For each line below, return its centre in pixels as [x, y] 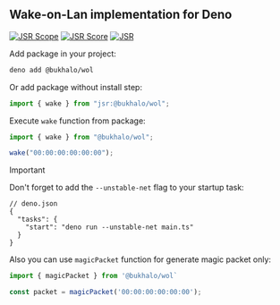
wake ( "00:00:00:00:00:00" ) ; [62, 153]
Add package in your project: [63, 54]
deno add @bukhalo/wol [51, 70]
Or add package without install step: [76, 87]
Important [27, 170]
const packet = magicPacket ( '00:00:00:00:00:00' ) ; [106, 292]
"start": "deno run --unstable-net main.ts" [110, 227]
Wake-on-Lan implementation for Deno [121, 15]
